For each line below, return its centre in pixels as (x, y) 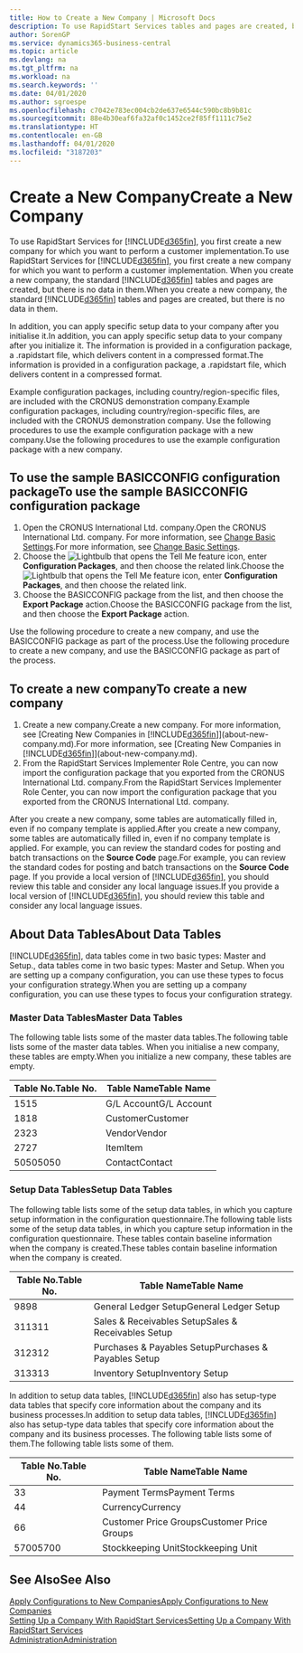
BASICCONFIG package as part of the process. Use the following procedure (150, 641)
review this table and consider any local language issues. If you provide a (144, 886)
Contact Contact (139, 1163)
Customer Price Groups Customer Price (185, 1522)
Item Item (124, 1148)
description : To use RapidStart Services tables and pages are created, (149, 26)
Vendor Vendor (136, 1133)
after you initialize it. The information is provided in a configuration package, (151, 345)
